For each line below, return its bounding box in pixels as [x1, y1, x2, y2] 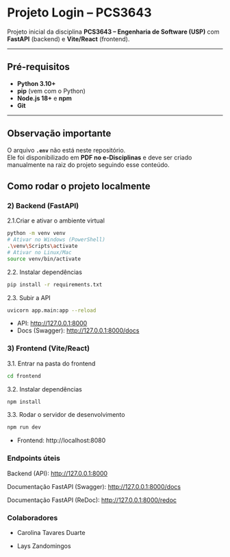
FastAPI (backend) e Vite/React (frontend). [7, 34, 130, 43]
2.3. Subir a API [7, 293, 51, 302]
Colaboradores [7, 513, 58, 523]
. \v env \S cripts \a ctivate [7, 242, 78, 249]
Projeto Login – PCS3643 [7, 5, 152, 21]
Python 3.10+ [16, 79, 56, 87]
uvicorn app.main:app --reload [7, 307, 97, 314]
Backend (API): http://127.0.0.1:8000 [7, 469, 108, 477]
